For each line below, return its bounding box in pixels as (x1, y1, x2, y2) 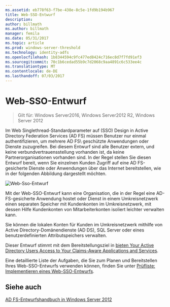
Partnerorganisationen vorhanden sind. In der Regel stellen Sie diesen (5, 154, 151, 160)
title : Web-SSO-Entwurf (5, 12, 56, 17)
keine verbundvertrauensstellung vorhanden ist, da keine (5, 149, 125, 155)
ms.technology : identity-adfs (5, 50, 70, 55)
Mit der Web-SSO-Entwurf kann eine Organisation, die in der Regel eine (5, 190, 155, 196)
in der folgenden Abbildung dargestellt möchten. (5, 170, 107, 177)
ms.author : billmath (5, 26, 49, 31)
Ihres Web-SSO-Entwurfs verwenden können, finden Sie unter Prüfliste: (5, 262, 156, 269)
